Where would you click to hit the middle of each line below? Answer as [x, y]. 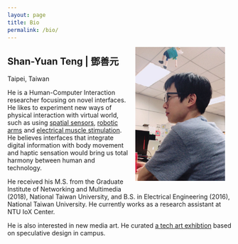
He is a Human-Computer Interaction [61, 93]
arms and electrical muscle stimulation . [65, 131]
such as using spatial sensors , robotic [63, 123]
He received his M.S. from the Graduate [65, 182]
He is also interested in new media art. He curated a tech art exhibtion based [119, 226]
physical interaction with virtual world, [63, 115]
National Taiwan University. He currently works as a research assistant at [114, 204]
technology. [25, 168]
